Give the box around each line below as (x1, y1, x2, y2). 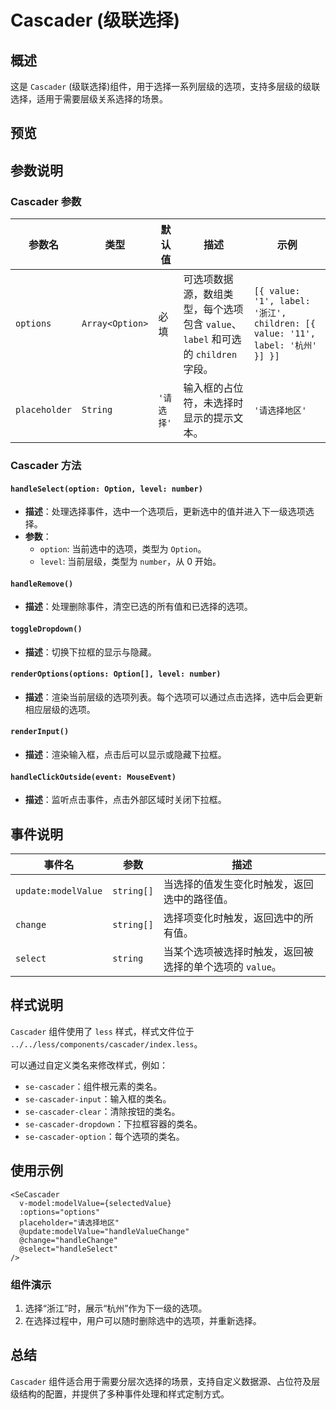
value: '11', (253, 328, 316, 340)
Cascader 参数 (10, 194, 82, 208)
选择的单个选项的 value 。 (163, 960, 282, 974)
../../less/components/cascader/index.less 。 (10, 1037, 203, 1050)
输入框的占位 (183, 381, 244, 395)
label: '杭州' (253, 340, 318, 351)
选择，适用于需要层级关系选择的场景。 (10, 93, 168, 105)
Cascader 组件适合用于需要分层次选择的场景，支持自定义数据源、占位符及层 (10, 1375, 321, 1387)
